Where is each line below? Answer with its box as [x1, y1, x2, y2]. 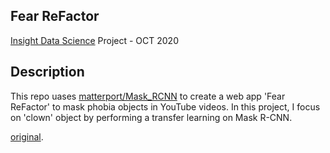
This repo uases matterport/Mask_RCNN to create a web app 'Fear [10, 90, 286, 102]
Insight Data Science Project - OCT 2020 [10, 34, 179, 46]
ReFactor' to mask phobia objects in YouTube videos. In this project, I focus [10, 100, 321, 113]
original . [10, 130, 44, 143]
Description [10, 64, 85, 81]
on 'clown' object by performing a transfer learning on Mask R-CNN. [10, 111, 293, 123]
